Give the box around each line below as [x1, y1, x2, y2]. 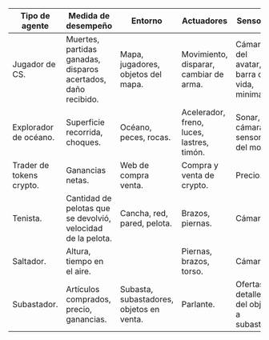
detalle [235, 289, 262, 299]
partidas [66, 44, 98, 54]
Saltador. [12, 256, 46, 266]
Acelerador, [181, 107, 226, 118]
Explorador [12, 122, 54, 133]
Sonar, [235, 112, 260, 122]
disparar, [181, 59, 215, 70]
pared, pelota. [119, 218, 172, 229]
